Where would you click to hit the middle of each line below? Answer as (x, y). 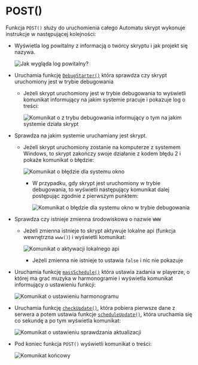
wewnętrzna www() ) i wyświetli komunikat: (74, 237)
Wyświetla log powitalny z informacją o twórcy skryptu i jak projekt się (101, 46)
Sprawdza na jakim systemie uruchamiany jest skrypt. (80, 135)
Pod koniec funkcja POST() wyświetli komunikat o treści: (83, 343)
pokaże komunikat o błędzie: (59, 159)
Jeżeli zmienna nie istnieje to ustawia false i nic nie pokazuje (108, 260)
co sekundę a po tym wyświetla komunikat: (67, 320)
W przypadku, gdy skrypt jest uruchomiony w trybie (96, 183)
